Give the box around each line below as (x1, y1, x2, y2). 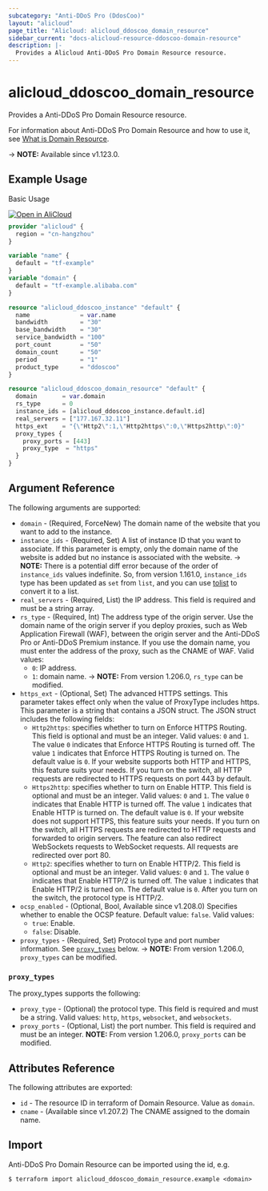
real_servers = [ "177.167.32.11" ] (15, 414, 130, 423)
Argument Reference (8, 481, 115, 495)
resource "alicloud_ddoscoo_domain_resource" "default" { (8, 385, 206, 393)
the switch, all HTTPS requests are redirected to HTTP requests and (31, 824, 256, 834)
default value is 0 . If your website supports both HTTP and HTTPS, (31, 756, 252, 766)
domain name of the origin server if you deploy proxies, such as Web (19, 620, 248, 630)
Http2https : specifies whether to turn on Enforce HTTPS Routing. (31, 722, 247, 732)
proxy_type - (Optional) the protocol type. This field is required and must (19, 1004, 258, 1014)
